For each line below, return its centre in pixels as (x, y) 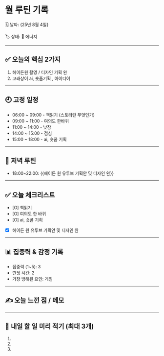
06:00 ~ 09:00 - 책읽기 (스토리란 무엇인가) (53, 115)
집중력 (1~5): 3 (26, 267)
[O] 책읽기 (22, 208)
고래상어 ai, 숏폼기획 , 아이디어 (41, 78)
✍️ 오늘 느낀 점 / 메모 (35, 300)
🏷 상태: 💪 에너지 (21, 36)
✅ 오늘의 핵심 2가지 (33, 59)
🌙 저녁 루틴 (21, 160)
